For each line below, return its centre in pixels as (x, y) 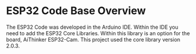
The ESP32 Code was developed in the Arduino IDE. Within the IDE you (92, 27)
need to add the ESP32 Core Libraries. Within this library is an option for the (98, 33)
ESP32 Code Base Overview (76, 11)
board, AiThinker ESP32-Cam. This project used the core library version (93, 39)
